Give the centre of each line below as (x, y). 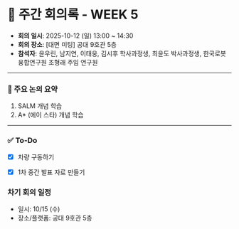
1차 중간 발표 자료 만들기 (51, 172)
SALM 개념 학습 (40, 106)
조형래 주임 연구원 (73, 62)
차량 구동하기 (36, 156)
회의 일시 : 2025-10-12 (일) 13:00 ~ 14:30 (75, 36)
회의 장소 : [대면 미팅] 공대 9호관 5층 (67, 44)
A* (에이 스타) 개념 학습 (51, 115)
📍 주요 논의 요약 (33, 89)
